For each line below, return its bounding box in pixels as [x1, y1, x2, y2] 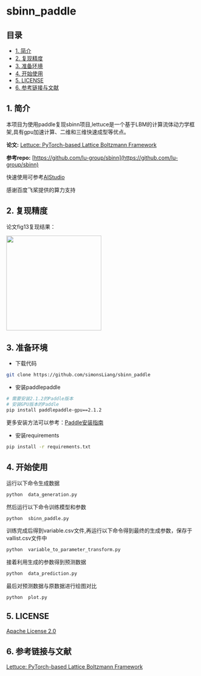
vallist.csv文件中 [6, 535, 47, 542]
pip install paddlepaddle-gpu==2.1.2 [6, 407, 102, 413]
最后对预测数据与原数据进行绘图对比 [6, 583, 97, 590]
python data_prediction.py [6, 570, 78, 577]
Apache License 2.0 [6, 627, 56, 635]
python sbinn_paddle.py [6, 515, 69, 521]
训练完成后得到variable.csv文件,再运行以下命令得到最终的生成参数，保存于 [6, 527, 192, 535]
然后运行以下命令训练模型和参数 [6, 503, 86, 510]
